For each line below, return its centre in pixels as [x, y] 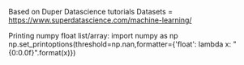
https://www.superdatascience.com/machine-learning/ [100, 20]
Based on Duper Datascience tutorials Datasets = [90, 12]
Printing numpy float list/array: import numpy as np [93, 36]
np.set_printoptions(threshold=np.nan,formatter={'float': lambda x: [120, 44]
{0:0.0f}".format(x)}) [42, 53]
